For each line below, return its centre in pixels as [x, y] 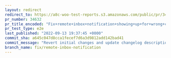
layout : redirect [23, 10]
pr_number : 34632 [23, 19]
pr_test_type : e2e [24, 29]
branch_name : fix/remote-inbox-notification [53, 47]
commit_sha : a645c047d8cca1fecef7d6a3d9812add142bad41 [64, 38]
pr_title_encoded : [24, 24]
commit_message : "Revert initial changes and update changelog [74, 43]
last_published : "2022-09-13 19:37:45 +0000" [54, 33]
